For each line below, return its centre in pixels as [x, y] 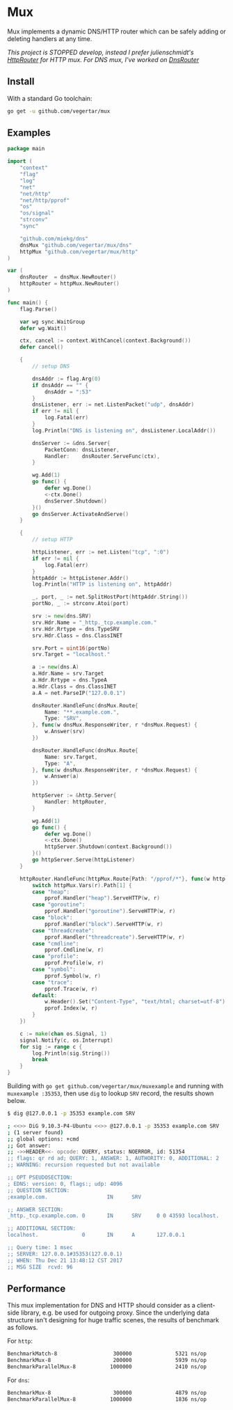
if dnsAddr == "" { [61, 385]
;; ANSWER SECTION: [35, 1209]
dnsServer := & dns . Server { [71, 443]
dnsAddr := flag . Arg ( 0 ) [66, 379]
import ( [20, 162]
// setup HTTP [53, 540]
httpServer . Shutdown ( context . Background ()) [108, 847]
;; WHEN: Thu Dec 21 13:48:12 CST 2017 [65, 1260]
